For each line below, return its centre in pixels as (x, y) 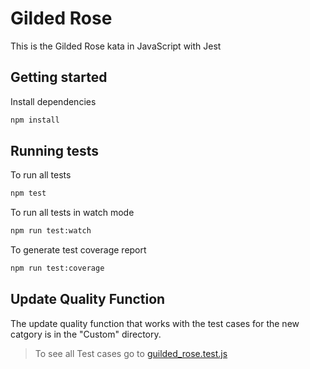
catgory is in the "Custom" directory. (86, 334)
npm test (28, 193)
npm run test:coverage (57, 268)
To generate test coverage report (78, 250)
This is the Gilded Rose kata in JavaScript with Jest (116, 46)
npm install (35, 120)
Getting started (59, 77)
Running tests (55, 151)
